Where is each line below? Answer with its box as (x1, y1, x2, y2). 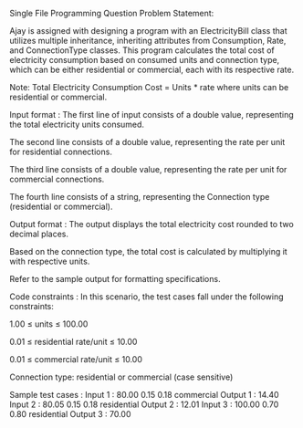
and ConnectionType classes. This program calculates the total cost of (9, 45, 276, 56)
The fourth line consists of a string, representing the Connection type (9, 192, 270, 202)
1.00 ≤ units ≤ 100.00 (9, 318, 89, 329)
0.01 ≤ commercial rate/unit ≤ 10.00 (9, 354, 143, 364)
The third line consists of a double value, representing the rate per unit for (9, 164, 287, 174)
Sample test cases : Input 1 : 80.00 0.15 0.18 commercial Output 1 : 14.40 (9, 390, 280, 400)
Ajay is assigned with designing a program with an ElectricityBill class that (9, 26, 287, 36)
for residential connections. (9, 146, 112, 157)
